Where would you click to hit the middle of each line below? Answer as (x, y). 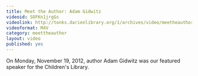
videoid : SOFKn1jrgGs (33, 17)
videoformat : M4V (27, 28)
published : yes (25, 44)
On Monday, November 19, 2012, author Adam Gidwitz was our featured (93, 61)
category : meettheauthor (37, 33)
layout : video (24, 39)
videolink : (19, 22)
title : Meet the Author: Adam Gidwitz (54, 11)
